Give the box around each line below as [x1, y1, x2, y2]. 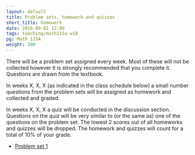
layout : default [6, 8, 46, 15]
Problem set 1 [14, 143, 49, 150]
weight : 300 [6, 42, 36, 48]
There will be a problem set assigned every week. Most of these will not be [6, 57, 190, 65]
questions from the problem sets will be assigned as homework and [6, 88, 172, 95]
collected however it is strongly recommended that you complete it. [6, 64, 171, 71]
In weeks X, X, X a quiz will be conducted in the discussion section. [6, 106, 171, 113]
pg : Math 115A [6, 36, 41, 42]
